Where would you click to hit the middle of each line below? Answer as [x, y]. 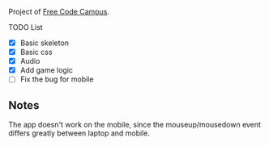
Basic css [36, 52]
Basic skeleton [45, 43]
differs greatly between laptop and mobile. [79, 133]
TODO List [26, 27]
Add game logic [47, 70]
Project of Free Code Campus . [59, 12]
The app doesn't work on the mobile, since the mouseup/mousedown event [135, 125]
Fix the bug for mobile [57, 79]
